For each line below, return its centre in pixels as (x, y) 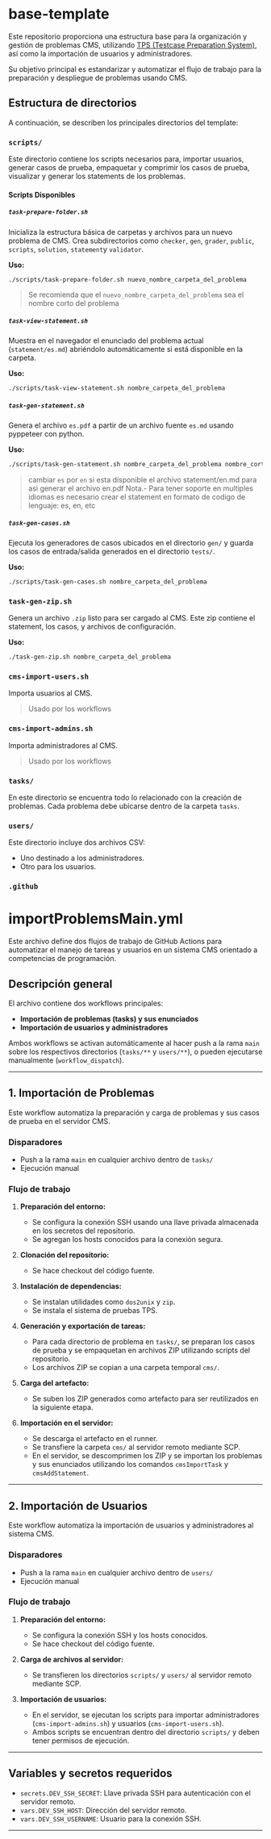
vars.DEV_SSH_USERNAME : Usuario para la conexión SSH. (110, 1818)
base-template (59, 14)
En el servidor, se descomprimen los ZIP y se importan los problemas (147, 1456)
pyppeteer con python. (46, 434)
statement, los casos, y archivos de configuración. (92, 627)
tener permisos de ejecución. (81, 1741)
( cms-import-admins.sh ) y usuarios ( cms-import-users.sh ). (128, 1723)
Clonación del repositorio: (65, 1255)
